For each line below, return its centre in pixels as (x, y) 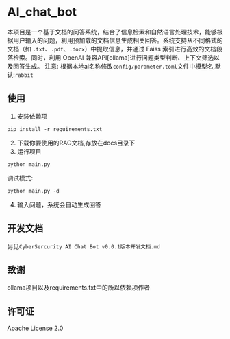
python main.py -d (33, 191)
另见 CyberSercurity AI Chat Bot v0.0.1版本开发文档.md (84, 246)
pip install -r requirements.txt (55, 129)
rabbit (24, 75)
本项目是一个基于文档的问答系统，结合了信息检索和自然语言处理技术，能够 (112, 32)
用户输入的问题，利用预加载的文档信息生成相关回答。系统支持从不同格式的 (118, 40)
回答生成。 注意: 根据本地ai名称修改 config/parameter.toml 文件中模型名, (114, 66)
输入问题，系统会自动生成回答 (59, 204)
